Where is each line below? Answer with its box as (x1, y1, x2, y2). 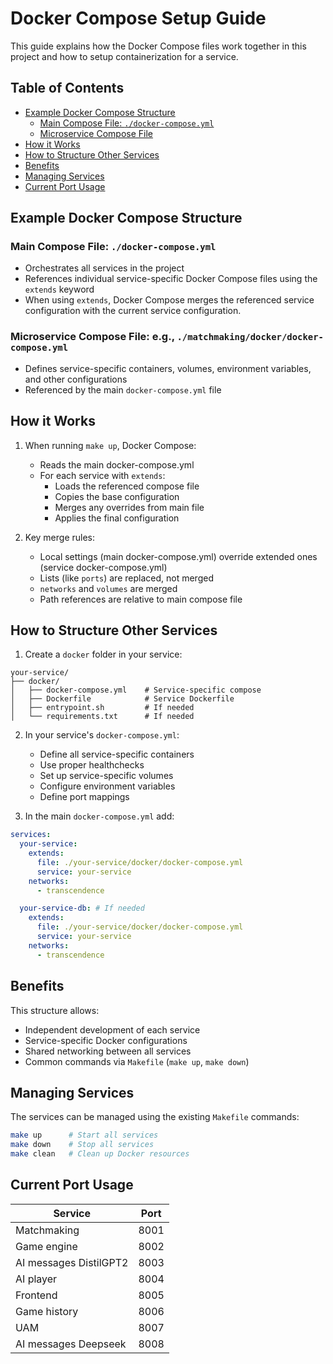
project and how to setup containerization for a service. (10, 50, 239, 62)
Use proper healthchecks (39, 759, 145, 771)
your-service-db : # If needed (19, 903, 145, 914)
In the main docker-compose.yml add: (24, 810, 175, 822)
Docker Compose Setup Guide (10, 7, 267, 30)
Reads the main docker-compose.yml (39, 458, 195, 471)
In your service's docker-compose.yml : (24, 729, 180, 741)
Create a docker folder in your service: (24, 648, 183, 661)
